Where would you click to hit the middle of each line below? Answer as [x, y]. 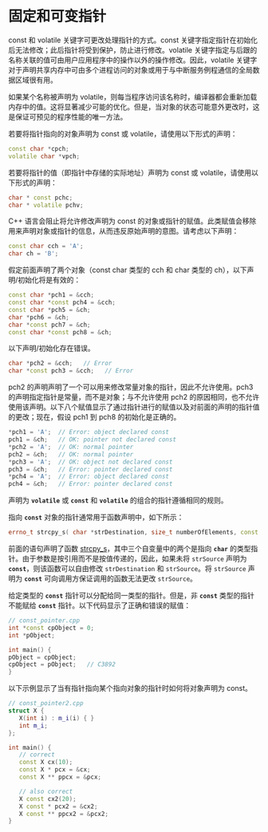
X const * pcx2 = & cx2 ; [58, 806]
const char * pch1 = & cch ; [51, 295]
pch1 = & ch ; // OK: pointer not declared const [93, 440]
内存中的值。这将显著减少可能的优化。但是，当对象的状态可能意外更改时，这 [134, 106]
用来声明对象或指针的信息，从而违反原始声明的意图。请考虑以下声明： [124, 231]
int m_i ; [33, 726]
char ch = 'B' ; [33, 254]
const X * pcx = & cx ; [55, 770]
